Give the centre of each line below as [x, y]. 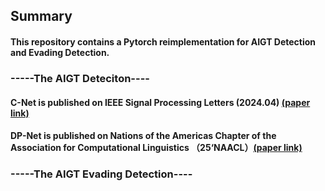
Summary [41, 16]
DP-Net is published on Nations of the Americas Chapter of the [143, 136]
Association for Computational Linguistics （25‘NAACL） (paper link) [156, 148]
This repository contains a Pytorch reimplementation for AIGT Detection [163, 41]
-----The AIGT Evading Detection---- [101, 174]
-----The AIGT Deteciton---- [80, 78]
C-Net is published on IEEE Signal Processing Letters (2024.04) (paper [160, 102]
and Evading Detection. [60, 52]
